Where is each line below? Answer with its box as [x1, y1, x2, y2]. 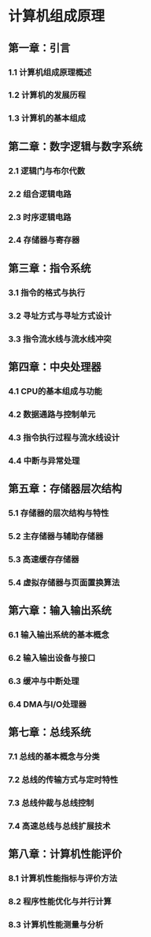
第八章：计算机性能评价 [8, 847, 122, 860]
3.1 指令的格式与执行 [8, 287, 86, 298]
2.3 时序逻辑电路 [8, 211, 72, 222]
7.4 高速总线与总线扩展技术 [8, 820, 111, 831]
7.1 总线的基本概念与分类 [8, 751, 100, 762]
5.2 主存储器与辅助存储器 [8, 530, 104, 541]
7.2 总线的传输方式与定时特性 [8, 775, 119, 786]
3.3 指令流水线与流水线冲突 [8, 333, 112, 344]
